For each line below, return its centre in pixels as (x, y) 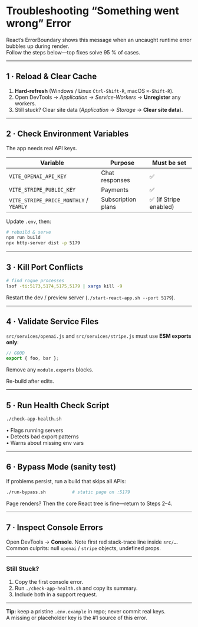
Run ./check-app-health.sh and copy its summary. (76, 588)
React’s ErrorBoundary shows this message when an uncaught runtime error (99, 40)
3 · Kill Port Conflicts (45, 267)
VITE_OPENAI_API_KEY (38, 176)
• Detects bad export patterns (42, 437)
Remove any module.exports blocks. (50, 370)
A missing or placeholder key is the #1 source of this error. (77, 618)
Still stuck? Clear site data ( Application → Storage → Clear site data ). (99, 109)
